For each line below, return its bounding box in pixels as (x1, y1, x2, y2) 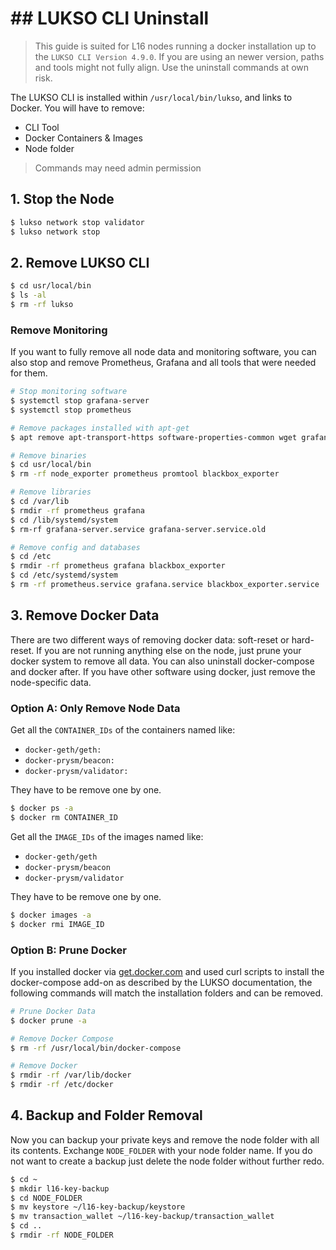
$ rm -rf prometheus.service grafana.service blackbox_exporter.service (10, 580, 320, 590)
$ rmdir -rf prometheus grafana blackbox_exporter (10, 561, 226, 571)
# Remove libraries (10, 487, 92, 497)
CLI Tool (24, 121, 60, 133)
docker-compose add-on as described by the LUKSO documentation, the (10, 976, 313, 988)
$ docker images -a (10, 910, 92, 920)
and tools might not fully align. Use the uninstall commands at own (34, 61, 310, 73)
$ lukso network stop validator (10, 217, 145, 227)
